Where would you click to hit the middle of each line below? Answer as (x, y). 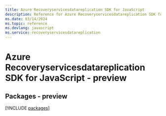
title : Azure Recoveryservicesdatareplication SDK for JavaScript (75, 10)
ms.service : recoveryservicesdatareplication (53, 33)
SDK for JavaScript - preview (66, 78)
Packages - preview (36, 96)
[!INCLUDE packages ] (27, 108)
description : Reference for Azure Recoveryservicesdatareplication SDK (80, 14)
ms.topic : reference (26, 23)
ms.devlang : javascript (30, 28)
